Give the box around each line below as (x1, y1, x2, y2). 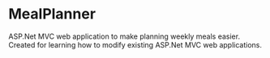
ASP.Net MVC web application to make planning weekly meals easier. (8, 31, 241, 41)
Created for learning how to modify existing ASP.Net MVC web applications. (8, 39, 262, 49)
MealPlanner (8, 5, 96, 23)
